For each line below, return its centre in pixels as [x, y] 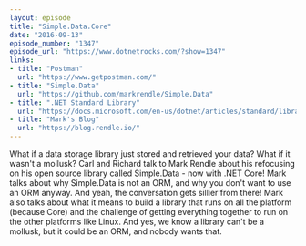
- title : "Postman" [46, 69]
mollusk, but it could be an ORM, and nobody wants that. [116, 231]
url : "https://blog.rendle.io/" [79, 128]
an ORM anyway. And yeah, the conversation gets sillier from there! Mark [147, 193]
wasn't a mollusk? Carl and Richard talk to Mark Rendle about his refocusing [153, 164]
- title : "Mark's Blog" [55, 119]
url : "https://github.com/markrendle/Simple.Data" [116, 94]
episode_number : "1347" [55, 43]
